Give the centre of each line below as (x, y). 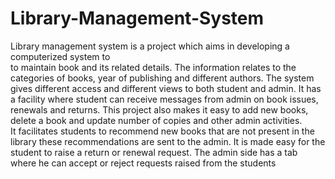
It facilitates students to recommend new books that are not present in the (162, 131)
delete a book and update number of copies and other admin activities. (156, 120)
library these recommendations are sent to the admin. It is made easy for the (168, 141)
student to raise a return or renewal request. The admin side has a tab (154, 152)
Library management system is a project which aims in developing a (150, 46)
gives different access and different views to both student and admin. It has (166, 88)
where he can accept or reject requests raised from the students (143, 163)
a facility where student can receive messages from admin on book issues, (164, 99)
